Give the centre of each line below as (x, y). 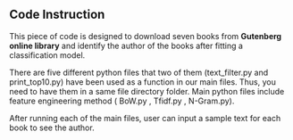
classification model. (47, 55)
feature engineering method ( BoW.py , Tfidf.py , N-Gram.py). (122, 101)
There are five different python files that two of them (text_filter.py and (139, 72)
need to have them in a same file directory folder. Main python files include (147, 91)
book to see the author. (52, 128)
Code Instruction (57, 15)
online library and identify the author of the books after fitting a (126, 45)
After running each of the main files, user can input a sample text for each (145, 118)
